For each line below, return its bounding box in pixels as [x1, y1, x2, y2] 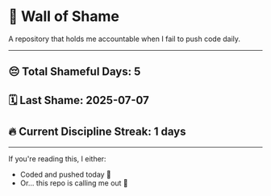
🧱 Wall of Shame [8, 7, 119, 26]
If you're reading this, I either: [8, 153, 106, 164]
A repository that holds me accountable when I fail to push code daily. [8, 34, 240, 44]
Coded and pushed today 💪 [19, 169, 111, 179]
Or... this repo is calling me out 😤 [19, 177, 129, 188]
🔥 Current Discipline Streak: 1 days [8, 125, 186, 139]
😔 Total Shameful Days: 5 [8, 65, 141, 79]
